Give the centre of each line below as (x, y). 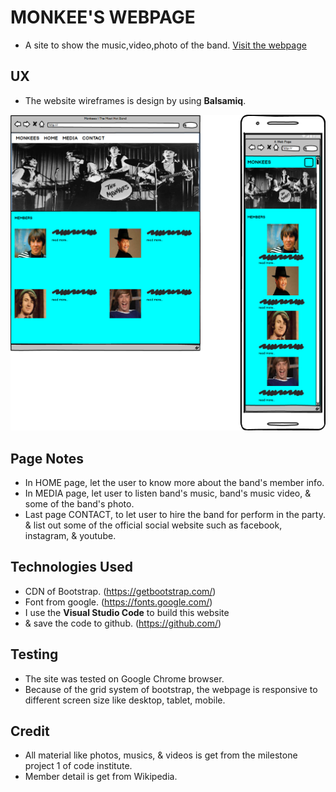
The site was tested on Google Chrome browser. (124, 678)
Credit (30, 731)
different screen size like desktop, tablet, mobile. (125, 700)
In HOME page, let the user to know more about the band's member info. (174, 483)
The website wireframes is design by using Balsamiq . (135, 100)
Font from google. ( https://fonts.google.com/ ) (118, 602)
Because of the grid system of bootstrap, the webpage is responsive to (171, 689)
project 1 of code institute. (78, 766)
